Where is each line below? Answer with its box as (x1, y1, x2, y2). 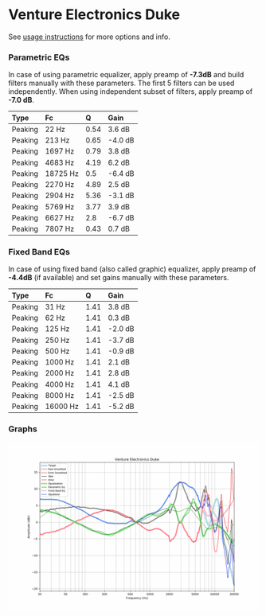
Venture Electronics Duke (8, 6, 181, 24)
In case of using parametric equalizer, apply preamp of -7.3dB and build (8, 70, 244, 80)
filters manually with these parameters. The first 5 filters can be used (8, 78, 235, 88)
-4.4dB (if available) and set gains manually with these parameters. (8, 273, 229, 283)
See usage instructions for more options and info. (8, 32, 171, 41)
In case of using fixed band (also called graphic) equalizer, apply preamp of (8, 264, 256, 274)
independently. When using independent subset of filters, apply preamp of (8, 87, 253, 96)
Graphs (8, 423, 37, 435)
